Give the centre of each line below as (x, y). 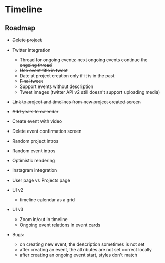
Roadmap (20, 28)
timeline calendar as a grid (47, 200)
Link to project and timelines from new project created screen (76, 102)
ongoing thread (36, 65)
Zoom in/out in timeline (44, 219)
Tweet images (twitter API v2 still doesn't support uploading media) (90, 92)
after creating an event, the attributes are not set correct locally (86, 250)
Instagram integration (34, 170)
